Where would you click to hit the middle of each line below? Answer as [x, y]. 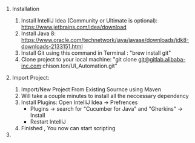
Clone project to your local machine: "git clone [79, 59]
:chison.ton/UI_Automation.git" [79, 66]
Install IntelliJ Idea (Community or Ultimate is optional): [89, 20]
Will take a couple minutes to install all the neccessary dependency [105, 96]
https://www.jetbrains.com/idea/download [74, 27]
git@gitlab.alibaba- [162, 59]
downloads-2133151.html [52, 46]
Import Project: [31, 78]
